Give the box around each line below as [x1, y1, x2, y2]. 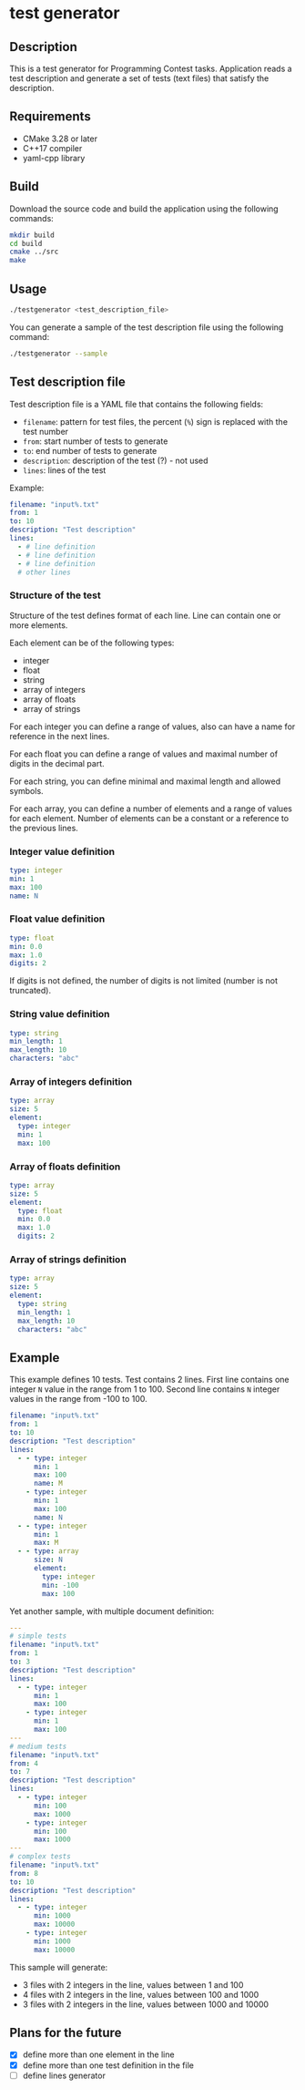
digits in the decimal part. [9, 757, 105, 768]
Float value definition [9, 912, 106, 925]
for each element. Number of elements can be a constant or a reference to [9, 812, 290, 823]
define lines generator [22, 2070, 107, 2081]
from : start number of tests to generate [22, 436, 168, 447]
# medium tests [9, 1742, 67, 1751]
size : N [33, 1555, 64, 1565]
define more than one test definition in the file [22, 2059, 194, 2071]
